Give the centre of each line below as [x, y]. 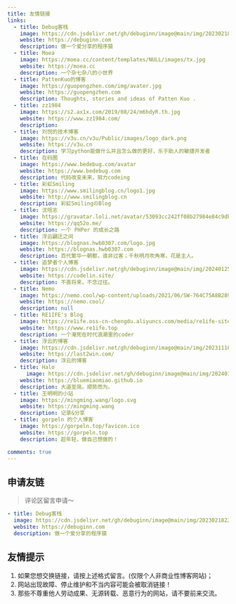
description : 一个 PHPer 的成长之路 [70, 229]
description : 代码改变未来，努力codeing [75, 177]
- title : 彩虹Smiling [44, 184]
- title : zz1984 [37, 106]
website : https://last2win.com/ [67, 354]
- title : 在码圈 [36, 158]
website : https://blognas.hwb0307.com [77, 250]
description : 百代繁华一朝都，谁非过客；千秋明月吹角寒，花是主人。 [108, 256]
